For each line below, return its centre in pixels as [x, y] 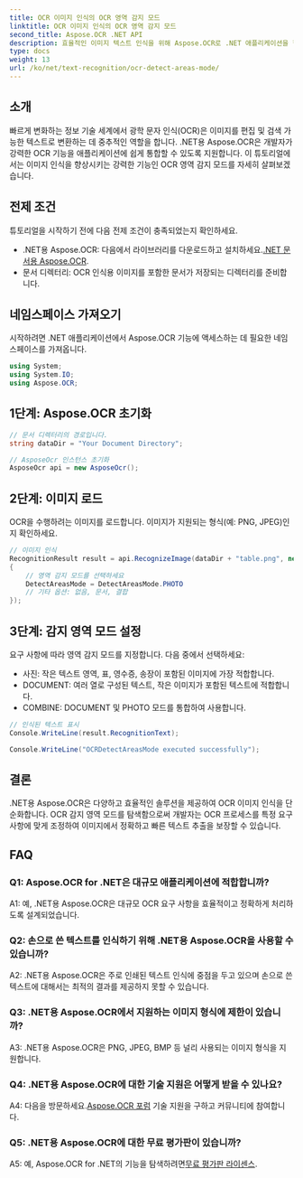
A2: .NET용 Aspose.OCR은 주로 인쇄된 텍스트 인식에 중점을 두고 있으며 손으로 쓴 [151, 976]
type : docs [30, 51]
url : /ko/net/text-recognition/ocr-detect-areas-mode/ [115, 69]
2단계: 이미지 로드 [56, 498]
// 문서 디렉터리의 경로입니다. [59, 435]
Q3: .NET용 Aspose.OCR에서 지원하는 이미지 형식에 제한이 [132, 1013]
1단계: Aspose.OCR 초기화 [80, 413]
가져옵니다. [68, 350]
